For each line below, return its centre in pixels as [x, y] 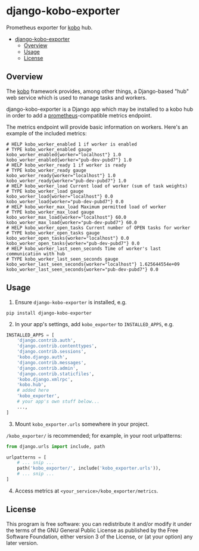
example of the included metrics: [46, 133]
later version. [22, 543]
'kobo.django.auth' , [42, 357]
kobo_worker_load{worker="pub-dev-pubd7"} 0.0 [65, 202]
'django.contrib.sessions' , [52, 352]
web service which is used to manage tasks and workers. [77, 97]
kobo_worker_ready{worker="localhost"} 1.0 [61, 175]
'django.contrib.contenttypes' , [57, 346]
